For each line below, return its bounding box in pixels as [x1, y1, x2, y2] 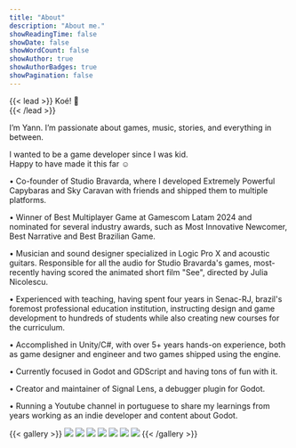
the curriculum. [9, 322, 65, 332]
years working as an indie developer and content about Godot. [9, 410, 238, 420]
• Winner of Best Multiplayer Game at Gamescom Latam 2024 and [9, 211, 252, 223]
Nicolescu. [9, 276, 49, 287]
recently [9, 266, 40, 277]
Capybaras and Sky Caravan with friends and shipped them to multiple [9, 184, 268, 196]
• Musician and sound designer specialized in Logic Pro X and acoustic [9, 248, 270, 258]
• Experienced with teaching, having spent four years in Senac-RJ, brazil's [9, 293, 283, 304]
